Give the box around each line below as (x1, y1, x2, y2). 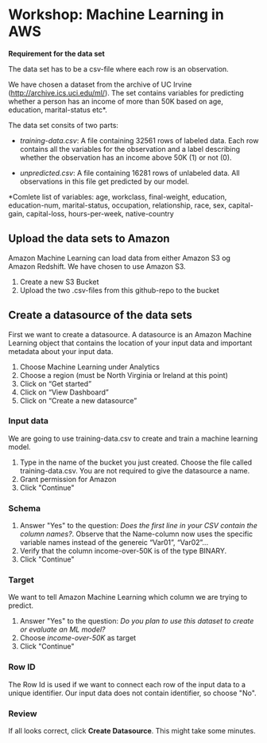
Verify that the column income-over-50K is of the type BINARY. (19, 547, 227, 556)
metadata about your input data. (8, 346, 114, 356)
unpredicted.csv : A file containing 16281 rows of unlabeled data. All (19, 168, 240, 177)
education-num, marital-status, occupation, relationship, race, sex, (8, 200, 226, 210)
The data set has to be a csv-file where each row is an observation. (8, 64, 229, 73)
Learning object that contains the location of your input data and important (8, 338, 253, 348)
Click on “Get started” (19, 379, 92, 388)
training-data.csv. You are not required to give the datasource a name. (19, 465, 250, 475)
